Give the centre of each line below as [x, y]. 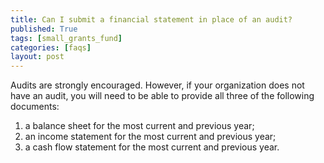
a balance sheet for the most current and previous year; [139, 126]
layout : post [37, 57]
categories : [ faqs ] [51, 47]
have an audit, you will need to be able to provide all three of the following [162, 96]
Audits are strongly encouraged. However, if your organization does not [157, 85]
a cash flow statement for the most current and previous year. [152, 147]
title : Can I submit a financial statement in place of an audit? [151, 19]
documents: [35, 107]
